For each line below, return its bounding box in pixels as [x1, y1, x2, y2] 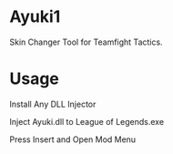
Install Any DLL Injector [9, 98, 97, 109]
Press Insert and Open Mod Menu [9, 134, 137, 145]
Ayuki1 [9, 6, 61, 27]
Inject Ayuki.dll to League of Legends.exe [9, 116, 165, 127]
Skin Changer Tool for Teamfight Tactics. [9, 36, 163, 47]
